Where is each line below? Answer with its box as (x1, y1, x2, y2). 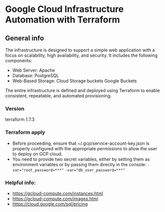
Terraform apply (5, 129, 46, 136)
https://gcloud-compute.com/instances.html (12, 190, 103, 196)
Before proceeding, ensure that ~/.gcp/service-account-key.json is (12, 140, 150, 146)
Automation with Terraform (5, 14, 120, 25)
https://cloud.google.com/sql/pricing (12, 201, 88, 207)
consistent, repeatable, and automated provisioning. (5, 93, 112, 99)
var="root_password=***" (12, 168, 64, 173)
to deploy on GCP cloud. (12, 151, 63, 157)
